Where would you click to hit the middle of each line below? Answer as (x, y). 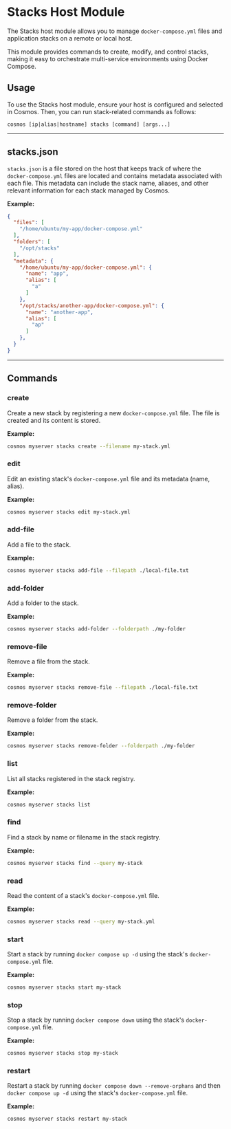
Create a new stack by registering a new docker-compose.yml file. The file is (113, 413)
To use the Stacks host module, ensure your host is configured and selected (115, 105)
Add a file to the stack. (39, 545)
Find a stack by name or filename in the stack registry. (84, 837)
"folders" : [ (32, 242)
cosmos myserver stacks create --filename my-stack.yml (89, 446)
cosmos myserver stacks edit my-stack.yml (69, 512)
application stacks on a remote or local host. (70, 38)
